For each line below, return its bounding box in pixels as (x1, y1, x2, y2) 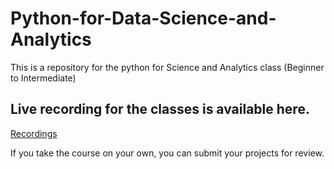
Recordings (10, 127, 58, 139)
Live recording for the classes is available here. (10, 101, 310, 118)
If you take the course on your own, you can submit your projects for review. (10, 147, 325, 159)
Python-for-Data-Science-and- (10, 7, 277, 30)
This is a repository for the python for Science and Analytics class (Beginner (10, 61, 325, 73)
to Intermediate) (10, 72, 77, 84)
